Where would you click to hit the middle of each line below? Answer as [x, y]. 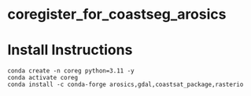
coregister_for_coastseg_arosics [117, 14]
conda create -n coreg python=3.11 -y [71, 71]
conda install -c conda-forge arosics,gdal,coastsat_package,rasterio [125, 85]
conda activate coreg [43, 78]
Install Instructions [70, 50]
